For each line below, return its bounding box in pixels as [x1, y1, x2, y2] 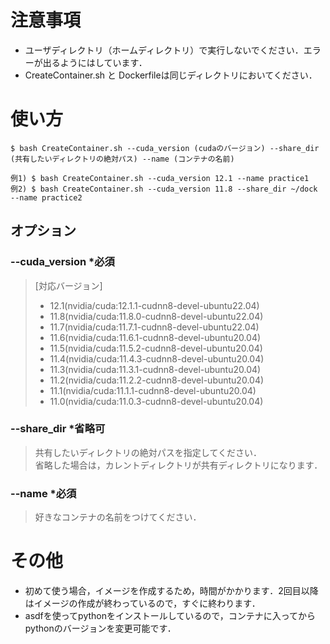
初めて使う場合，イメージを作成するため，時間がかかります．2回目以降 [24, 585, 319, 597]
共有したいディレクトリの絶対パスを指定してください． [34, 446, 262, 458]
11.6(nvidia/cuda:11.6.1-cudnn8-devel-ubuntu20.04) [49, 331, 262, 343]
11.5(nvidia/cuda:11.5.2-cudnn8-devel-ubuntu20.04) [49, 342, 263, 354]
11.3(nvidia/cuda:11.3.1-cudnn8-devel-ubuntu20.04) [49, 363, 262, 375]
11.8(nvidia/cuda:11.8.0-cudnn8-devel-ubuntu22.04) [49, 310, 264, 322]
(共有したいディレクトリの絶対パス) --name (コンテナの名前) [10, 154, 235, 164]
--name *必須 [10, 486, 77, 500]
